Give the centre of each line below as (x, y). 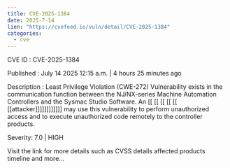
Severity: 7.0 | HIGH (36, 138)
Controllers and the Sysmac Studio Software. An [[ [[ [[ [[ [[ (92, 101)
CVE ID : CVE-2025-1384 (43, 59)
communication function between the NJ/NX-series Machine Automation (112, 94)
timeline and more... (36, 159)
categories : (24, 33)
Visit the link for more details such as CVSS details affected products (106, 151)
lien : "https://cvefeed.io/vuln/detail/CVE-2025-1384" (89, 27)
